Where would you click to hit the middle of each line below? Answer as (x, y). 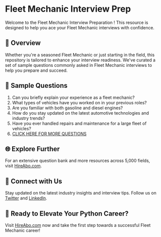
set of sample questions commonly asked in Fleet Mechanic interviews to (79, 65)
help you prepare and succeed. (36, 70)
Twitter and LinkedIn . (26, 198)
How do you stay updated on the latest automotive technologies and (80, 113)
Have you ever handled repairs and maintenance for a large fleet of (79, 123)
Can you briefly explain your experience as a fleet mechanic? (73, 97)
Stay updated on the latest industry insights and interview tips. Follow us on (81, 193)
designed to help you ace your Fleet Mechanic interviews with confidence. (80, 27)
